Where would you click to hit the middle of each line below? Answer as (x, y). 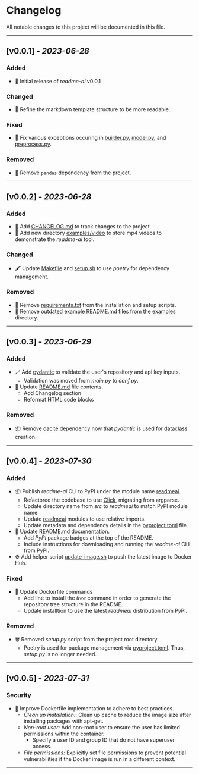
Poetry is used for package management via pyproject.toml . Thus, (104, 648)
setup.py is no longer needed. (60, 654)
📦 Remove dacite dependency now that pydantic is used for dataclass (101, 428)
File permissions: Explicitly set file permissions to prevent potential (105, 753)
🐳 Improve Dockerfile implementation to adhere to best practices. (94, 708)
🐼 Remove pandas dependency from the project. (73, 173)
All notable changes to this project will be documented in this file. (86, 27)
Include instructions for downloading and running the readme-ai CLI (107, 544)
